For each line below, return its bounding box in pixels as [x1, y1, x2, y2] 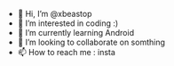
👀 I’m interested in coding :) [17, 18, 119, 29]
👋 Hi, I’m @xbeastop [17, 9, 92, 19]
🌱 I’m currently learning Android [17, 28, 135, 37]
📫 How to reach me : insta [17, 47, 115, 57]
